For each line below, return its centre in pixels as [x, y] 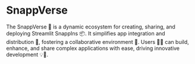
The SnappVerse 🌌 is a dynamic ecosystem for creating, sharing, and [91, 27]
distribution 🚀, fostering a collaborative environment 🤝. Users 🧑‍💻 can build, [97, 41]
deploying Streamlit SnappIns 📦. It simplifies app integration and [86, 33]
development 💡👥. [27, 55]
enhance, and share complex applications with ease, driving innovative [93, 48]
